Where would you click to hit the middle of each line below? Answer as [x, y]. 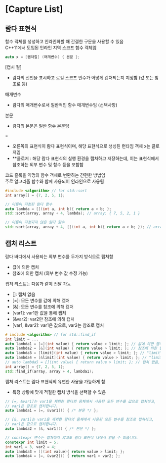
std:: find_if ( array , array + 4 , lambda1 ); [49, 371]
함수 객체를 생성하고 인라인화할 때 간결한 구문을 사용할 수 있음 [64, 41]
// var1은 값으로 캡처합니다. [32, 424]
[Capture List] [34, 9]
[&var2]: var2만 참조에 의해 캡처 [43, 319]
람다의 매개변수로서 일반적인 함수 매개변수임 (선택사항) [65, 104]
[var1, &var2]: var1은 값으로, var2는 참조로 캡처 [58, 325]
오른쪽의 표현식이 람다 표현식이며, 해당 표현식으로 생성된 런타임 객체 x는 [81, 146]
